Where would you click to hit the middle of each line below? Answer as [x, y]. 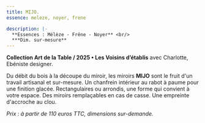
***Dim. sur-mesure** [39, 40]
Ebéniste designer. [30, 64]
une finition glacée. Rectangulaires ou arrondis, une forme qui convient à [98, 89]
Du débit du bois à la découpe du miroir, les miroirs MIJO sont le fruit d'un [99, 76]
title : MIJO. [23, 12]
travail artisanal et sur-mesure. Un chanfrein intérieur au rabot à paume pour [102, 83]
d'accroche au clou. [32, 102]
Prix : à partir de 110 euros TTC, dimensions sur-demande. [80, 114]
